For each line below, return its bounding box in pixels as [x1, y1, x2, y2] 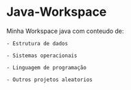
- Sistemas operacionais [6, 52, 78, 59]
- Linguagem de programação [6, 64, 87, 71]
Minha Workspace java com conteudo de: [6, 27, 124, 35]
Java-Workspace [6, 4, 107, 20]
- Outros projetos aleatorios [6, 76, 93, 83]
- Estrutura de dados [6, 40, 69, 47]
